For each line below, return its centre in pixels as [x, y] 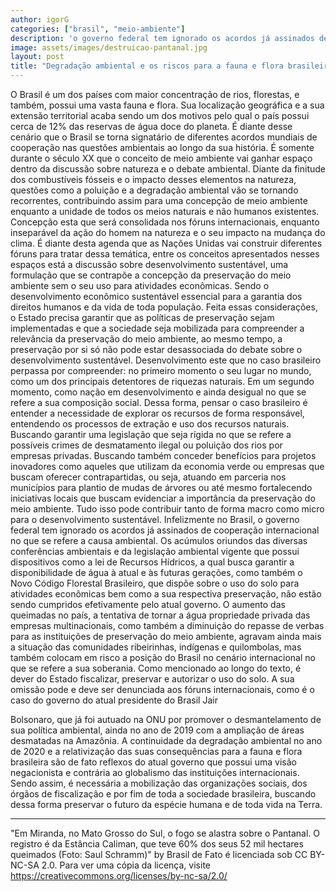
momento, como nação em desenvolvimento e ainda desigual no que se [158, 392]
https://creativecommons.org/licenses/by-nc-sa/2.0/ [119, 875]
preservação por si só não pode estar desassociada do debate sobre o [156, 349]
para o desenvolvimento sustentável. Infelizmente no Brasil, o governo [155, 519]
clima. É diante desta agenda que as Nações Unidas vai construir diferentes [166, 243]
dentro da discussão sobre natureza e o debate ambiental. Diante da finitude [168, 169]
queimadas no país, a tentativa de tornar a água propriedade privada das [160, 615]
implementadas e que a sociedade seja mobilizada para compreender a [157, 328]
